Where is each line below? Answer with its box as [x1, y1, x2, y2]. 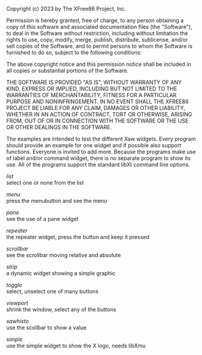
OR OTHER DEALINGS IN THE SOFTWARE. [6, 124, 112, 130]
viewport [6, 299, 28, 307]
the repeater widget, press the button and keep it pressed [6, 234, 150, 240]
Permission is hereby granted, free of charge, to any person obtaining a [6, 17, 184, 24]
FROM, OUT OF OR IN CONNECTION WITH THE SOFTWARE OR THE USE [6, 117, 189, 124]
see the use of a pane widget [6, 216, 79, 222]
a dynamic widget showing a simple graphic [6, 270, 116, 277]
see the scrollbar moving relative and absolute [6, 252, 121, 258]
